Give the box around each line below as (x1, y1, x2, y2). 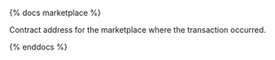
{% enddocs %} (9, 41, 68, 52)
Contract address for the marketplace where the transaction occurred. (9, 25, 266, 34)
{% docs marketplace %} (9, 8, 102, 18)
